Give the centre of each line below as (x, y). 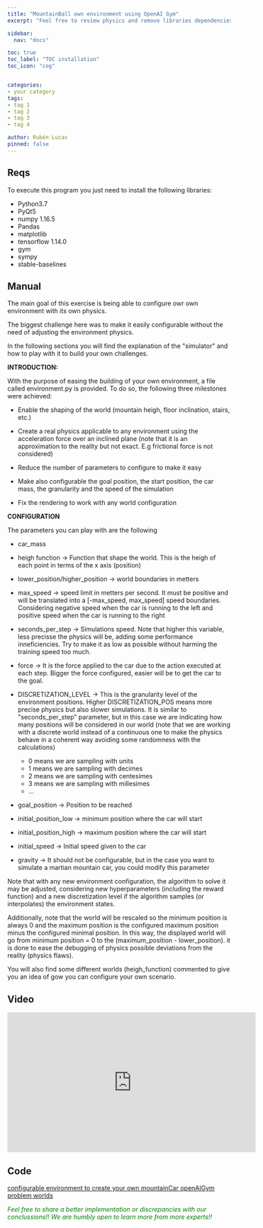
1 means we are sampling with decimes (85, 768)
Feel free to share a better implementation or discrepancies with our (107, 1209)
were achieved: (30, 396)
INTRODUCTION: (33, 367)
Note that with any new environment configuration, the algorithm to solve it (117, 881)
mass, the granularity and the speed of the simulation (95, 489)
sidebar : (20, 33)
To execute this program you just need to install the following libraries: (110, 190)
